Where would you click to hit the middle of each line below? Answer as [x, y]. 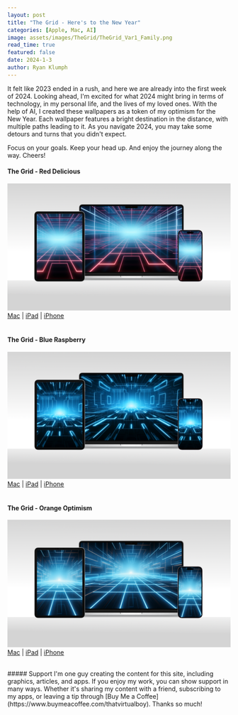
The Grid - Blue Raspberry [47, 340]
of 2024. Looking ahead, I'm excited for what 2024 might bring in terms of [116, 96]
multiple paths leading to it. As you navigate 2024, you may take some [110, 126]
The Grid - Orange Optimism [50, 507]
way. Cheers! [27, 155]
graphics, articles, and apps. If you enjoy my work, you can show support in [118, 681]
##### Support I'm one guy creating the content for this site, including [110, 673]
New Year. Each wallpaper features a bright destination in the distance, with [118, 119]
